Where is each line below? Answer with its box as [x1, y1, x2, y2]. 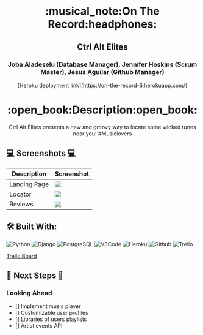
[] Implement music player [15, 303, 81, 310]
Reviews [9, 200, 34, 208]
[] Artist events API [15, 322, 63, 329]
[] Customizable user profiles [15, 309, 88, 317]
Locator [9, 190, 32, 198]
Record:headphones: [48, 17, 157, 31]
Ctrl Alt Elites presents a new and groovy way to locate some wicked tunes [9, 123, 196, 130]
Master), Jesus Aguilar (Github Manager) [40, 67, 165, 76]
